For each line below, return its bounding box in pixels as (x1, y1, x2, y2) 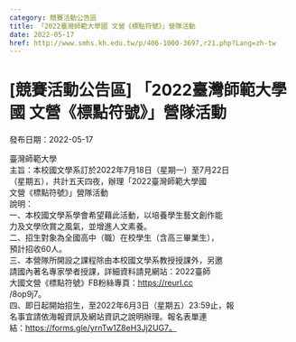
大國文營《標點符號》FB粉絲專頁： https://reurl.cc (9, 277, 194, 289)
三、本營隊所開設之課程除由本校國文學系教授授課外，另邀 (9, 254, 223, 266)
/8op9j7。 (9, 289, 47, 300)
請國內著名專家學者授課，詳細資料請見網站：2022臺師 (9, 266, 211, 277)
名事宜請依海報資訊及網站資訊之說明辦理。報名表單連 (9, 311, 208, 322)
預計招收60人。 (9, 244, 68, 254)
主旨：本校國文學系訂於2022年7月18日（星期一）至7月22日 (9, 164, 230, 176)
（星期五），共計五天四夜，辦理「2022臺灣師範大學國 (9, 176, 208, 187)
